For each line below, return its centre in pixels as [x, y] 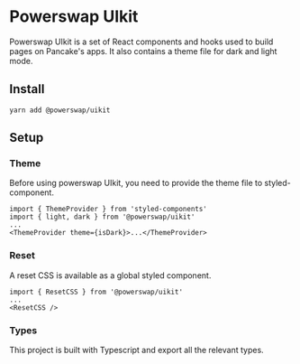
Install [27, 89]
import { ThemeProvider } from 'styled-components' [108, 210]
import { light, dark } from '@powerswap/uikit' [102, 217]
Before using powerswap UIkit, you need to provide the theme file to [136, 183]
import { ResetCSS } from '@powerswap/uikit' [96, 292]
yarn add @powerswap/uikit [60, 110]
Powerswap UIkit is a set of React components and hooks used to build [141, 42]
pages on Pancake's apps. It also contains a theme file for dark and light [143, 51]
